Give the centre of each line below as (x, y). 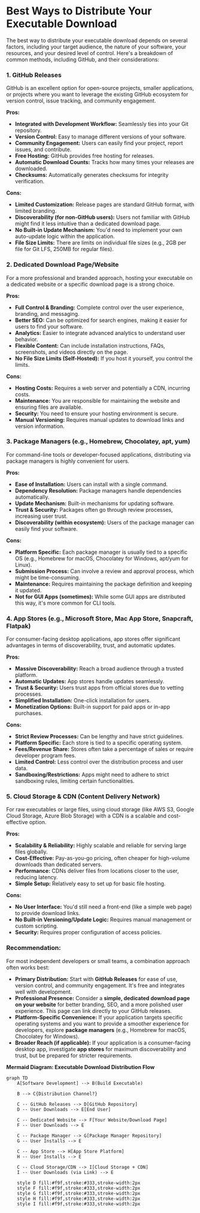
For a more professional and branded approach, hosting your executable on (99, 277)
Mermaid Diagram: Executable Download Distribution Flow (81, 1067)
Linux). (23, 565)
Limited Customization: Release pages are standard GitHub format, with (104, 204)
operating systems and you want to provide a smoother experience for (102, 1024)
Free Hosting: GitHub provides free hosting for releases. (84, 156)
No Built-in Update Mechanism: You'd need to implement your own (99, 230)
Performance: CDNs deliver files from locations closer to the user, (97, 871)
